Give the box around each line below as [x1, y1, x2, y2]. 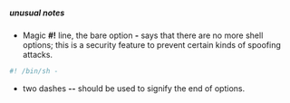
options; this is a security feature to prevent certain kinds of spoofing [22, 39, 281, 50]
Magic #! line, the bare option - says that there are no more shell [22, 30, 264, 41]
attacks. [22, 49, 53, 60]
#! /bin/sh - [9, 66, 59, 76]
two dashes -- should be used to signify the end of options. [22, 82, 246, 94]
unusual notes [9, 7, 65, 18]
